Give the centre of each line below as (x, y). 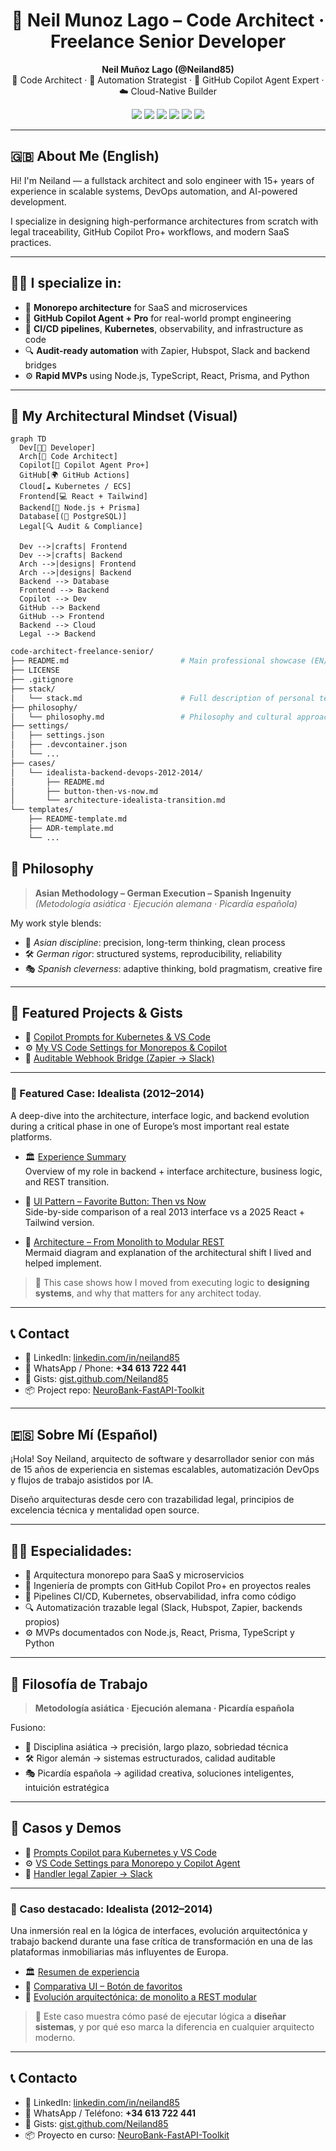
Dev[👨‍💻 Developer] (58, 448)
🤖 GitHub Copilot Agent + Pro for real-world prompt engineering (158, 318)
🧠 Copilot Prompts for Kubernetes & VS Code (117, 1037)
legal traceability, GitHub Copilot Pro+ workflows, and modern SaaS (150, 231)
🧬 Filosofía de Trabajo (79, 1684)
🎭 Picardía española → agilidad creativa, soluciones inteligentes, (159, 1773)
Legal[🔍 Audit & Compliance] (81, 527)
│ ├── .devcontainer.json (69, 745)
